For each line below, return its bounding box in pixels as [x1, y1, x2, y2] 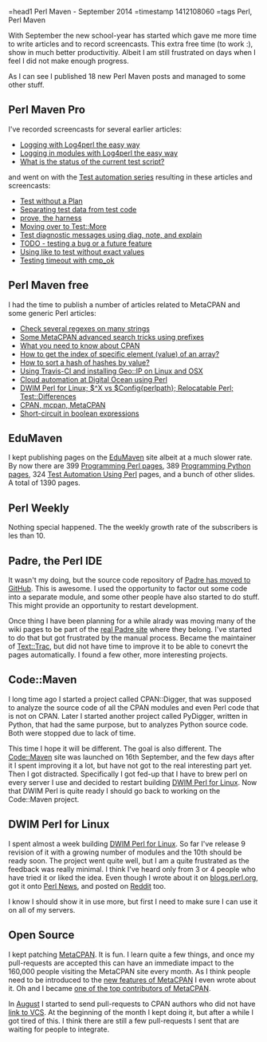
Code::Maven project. [8, 794, 80, 804]
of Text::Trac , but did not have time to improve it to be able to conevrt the [8, 641, 249, 651]
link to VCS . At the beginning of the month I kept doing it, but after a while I [8, 1007, 253, 1016]
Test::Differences [19, 391, 77, 401]
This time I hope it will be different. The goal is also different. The [8, 744, 222, 753]
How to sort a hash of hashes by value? [19, 357, 150, 367]
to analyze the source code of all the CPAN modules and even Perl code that [8, 702, 260, 712]
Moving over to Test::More [19, 221, 107, 231]
